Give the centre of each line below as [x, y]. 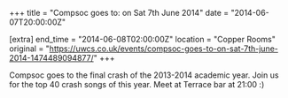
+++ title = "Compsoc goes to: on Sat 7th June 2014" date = [119, 13]
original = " [30, 49]
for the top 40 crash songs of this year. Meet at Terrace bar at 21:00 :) [137, 84]
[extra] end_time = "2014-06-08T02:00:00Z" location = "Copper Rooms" [143, 39]
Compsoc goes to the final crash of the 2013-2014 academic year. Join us [144, 75]
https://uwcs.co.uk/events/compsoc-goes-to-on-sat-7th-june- [164, 49]
